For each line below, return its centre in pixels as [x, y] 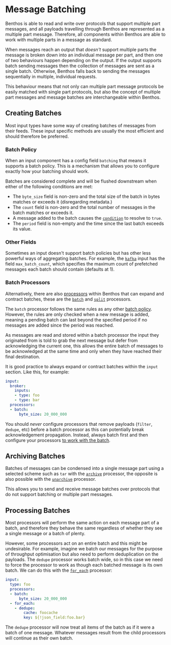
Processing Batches [38, 510]
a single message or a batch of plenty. [45, 534]
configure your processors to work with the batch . [58, 440]
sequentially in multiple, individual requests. [51, 76]
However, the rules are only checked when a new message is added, [77, 314]
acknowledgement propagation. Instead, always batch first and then [77, 435]
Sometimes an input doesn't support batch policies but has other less [78, 253]
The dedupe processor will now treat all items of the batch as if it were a [80, 627]
